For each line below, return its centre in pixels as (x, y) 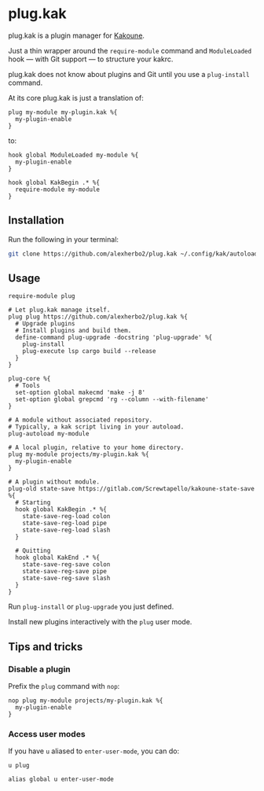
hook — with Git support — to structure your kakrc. (91, 59)
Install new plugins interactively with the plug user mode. (100, 622)
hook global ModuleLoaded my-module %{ (73, 155)
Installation (36, 221)
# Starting (33, 503)
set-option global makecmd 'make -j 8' (81, 393)
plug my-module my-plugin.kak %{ (63, 112)
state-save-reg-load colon (66, 517)
